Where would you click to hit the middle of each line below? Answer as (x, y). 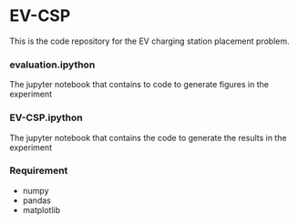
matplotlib (41, 209)
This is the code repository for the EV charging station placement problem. (149, 41)
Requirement (39, 171)
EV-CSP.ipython (46, 117)
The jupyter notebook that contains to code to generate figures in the (139, 85)
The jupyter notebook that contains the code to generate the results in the (148, 137)
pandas (37, 200)
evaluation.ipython (52, 65)
